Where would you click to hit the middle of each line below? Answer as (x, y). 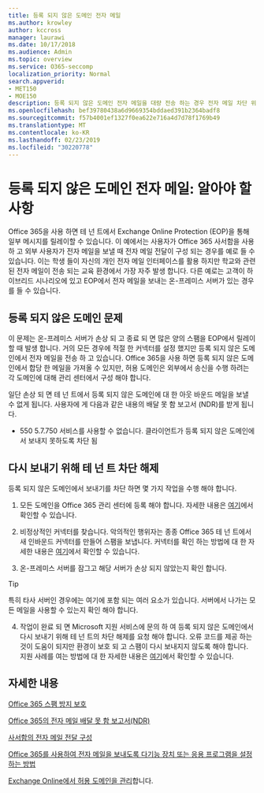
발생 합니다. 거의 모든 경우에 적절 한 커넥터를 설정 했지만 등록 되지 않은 (133, 348)
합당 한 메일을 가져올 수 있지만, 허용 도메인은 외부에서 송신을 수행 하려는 (139, 368)
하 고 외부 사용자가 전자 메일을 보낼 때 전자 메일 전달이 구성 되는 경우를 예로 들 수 (132, 251)
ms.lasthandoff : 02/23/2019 (54, 140)
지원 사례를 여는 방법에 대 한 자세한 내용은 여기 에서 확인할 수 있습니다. (126, 656)
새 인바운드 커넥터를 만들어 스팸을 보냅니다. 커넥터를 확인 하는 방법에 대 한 (133, 541)
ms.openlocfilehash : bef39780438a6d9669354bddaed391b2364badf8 (114, 111)
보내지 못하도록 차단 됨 (63, 441)
